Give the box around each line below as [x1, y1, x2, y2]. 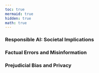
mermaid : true [5, 12, 34, 16]
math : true [5, 20, 27, 25]
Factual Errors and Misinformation [5, 49, 87, 56]
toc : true [5, 7, 25, 12]
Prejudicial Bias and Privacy [5, 62, 71, 69]
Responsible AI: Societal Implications [5, 36, 94, 43]
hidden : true [5, 16, 31, 21]
